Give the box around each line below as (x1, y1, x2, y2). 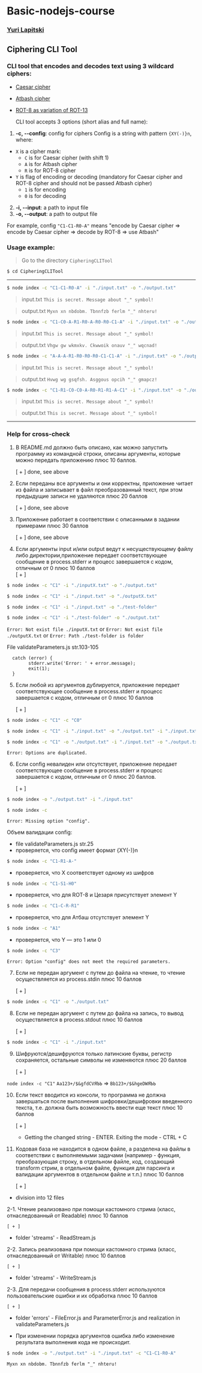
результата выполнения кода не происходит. (15, 1338, 131, 1345)
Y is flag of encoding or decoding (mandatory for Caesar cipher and (15, 173, 183, 180)
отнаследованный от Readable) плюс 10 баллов (7, 1212, 128, 1219)
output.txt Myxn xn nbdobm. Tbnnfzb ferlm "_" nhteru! (21, 307, 158, 314)
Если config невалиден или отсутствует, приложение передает (15, 760, 177, 767)
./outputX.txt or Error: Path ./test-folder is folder (7, 632, 144, 639)
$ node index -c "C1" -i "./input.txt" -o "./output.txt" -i (7, 728, 163, 734)
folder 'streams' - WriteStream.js (15, 1274, 97, 1281)
